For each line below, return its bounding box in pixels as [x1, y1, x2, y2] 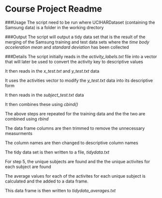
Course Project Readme [5, 3, 103, 15]
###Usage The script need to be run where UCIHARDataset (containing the [5, 19, 156, 25]
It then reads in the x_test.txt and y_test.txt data [5, 68, 100, 74]
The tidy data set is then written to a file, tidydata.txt [5, 149, 110, 155]
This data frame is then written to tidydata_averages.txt [5, 187, 116, 193]
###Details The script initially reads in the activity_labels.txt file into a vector [5, 53, 157, 59]
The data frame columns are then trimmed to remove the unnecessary [5, 125, 145, 131]
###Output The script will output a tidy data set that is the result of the [5, 34, 146, 40]
